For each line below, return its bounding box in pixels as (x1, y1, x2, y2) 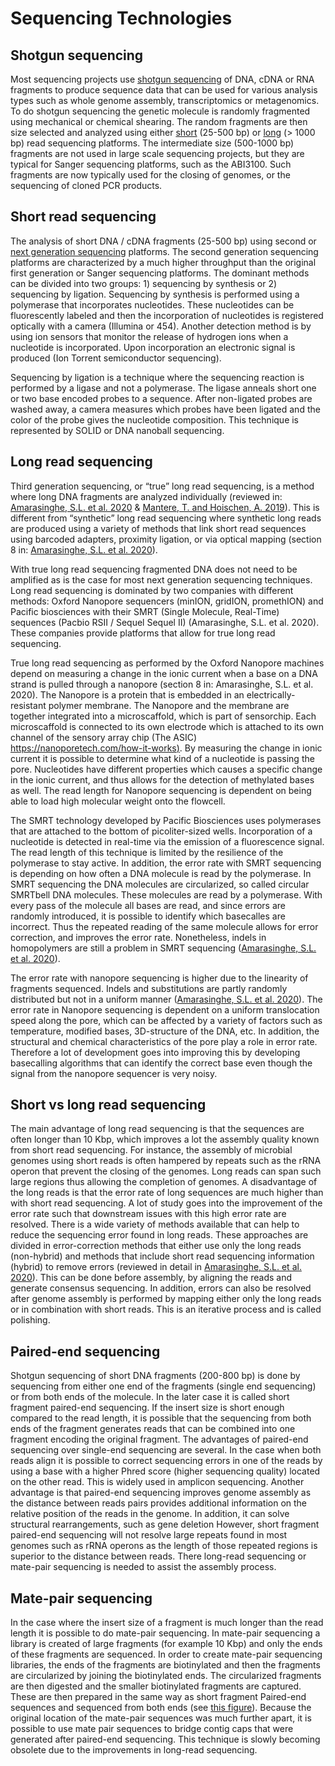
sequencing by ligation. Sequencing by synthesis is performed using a (10, 288, 300, 300)
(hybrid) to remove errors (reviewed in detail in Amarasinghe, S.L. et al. (10, 1261, 302, 1273)
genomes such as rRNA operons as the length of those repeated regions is (10, 1540, 318, 1552)
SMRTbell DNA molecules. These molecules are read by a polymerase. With (10, 888, 323, 901)
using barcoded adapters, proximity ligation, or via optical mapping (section (10, 533, 322, 545)
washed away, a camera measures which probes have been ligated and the (10, 403, 321, 415)
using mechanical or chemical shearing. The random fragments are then (10, 116, 308, 127)
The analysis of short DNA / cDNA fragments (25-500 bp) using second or (10, 235, 317, 247)
